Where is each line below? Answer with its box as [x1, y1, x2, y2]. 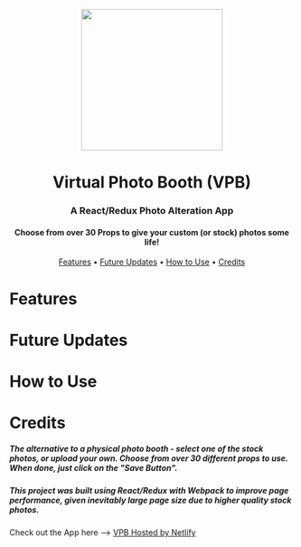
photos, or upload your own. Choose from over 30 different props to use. [9, 453, 288, 464]
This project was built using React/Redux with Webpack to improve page [9, 485, 289, 496]
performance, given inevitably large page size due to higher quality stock [9, 494, 292, 506]
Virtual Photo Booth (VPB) [52, 172, 251, 193]
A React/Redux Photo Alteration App [70, 205, 234, 217]
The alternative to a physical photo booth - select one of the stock [9, 443, 264, 454]
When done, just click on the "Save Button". [9, 462, 178, 473]
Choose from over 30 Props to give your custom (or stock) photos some [14, 226, 289, 237]
